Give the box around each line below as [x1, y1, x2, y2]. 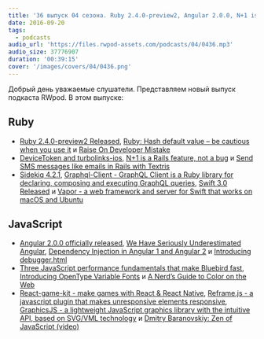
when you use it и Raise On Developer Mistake [19, 145, 170, 154]
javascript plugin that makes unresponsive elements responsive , [19, 297, 228, 307]
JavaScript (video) [19, 322, 80, 331]
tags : [8, 26, 26, 34]
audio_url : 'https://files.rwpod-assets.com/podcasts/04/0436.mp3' [8, 41, 234, 49]
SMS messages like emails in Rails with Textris [19, 161, 170, 171]
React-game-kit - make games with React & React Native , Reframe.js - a [19, 289, 254, 298]
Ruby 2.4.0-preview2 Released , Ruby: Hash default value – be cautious [19, 136, 250, 146]
